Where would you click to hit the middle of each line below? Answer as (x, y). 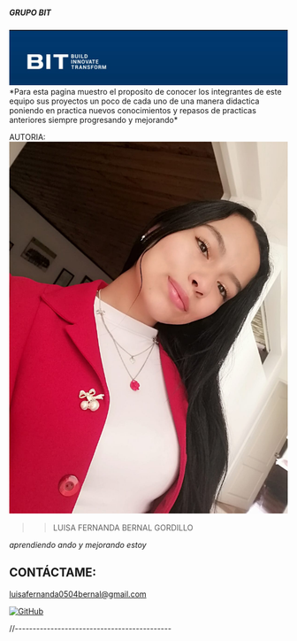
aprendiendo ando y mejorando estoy (78, 544)
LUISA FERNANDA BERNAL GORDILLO (123, 528)
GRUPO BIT (30, 12)
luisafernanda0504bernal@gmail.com (78, 594)
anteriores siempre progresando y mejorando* (94, 120)
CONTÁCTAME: (53, 572)
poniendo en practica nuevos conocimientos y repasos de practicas (133, 110)
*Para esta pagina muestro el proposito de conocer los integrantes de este (145, 91)
